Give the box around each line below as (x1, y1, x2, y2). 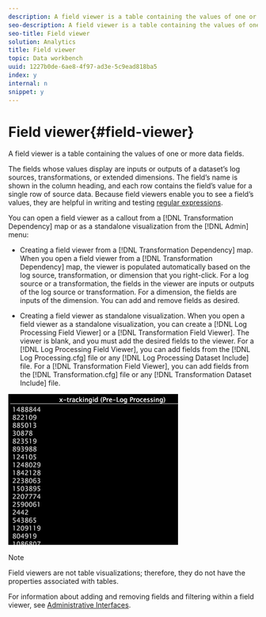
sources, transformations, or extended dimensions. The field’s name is (8, 172, 238, 182)
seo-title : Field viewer (8, 29, 90, 37)
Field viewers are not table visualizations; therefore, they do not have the (8, 568, 245, 577)
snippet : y (8, 88, 44, 96)
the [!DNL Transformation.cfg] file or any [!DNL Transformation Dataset (19, 370, 252, 380)
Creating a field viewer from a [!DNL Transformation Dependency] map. (19, 245, 253, 255)
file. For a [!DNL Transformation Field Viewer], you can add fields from (19, 361, 249, 371)
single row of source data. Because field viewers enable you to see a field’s (8, 190, 254, 199)
